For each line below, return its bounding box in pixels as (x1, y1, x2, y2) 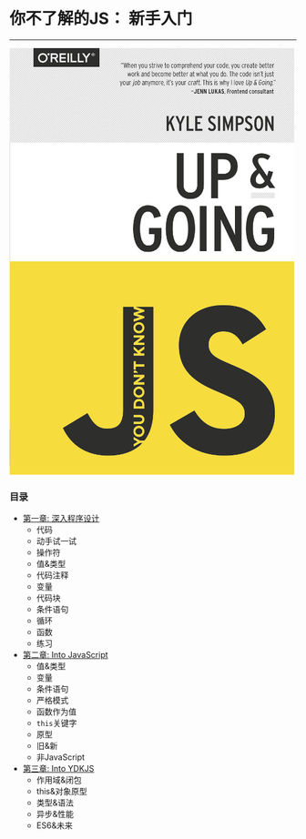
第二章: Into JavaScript (22, 650, 108, 661)
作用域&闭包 (36, 774, 82, 785)
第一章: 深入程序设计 (22, 513, 100, 524)
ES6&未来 (36, 820, 73, 831)
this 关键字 (36, 718, 77, 729)
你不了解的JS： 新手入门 (9, 8, 193, 29)
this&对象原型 (36, 786, 88, 797)
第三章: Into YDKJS (22, 763, 95, 774)
